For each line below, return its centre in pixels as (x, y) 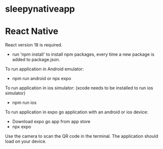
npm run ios (24, 103)
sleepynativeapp (40, 9)
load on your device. (26, 141)
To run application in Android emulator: (44, 69)
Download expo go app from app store (51, 122)
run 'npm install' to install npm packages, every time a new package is (83, 54)
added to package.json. (36, 60)
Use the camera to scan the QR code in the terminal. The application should (82, 136)
